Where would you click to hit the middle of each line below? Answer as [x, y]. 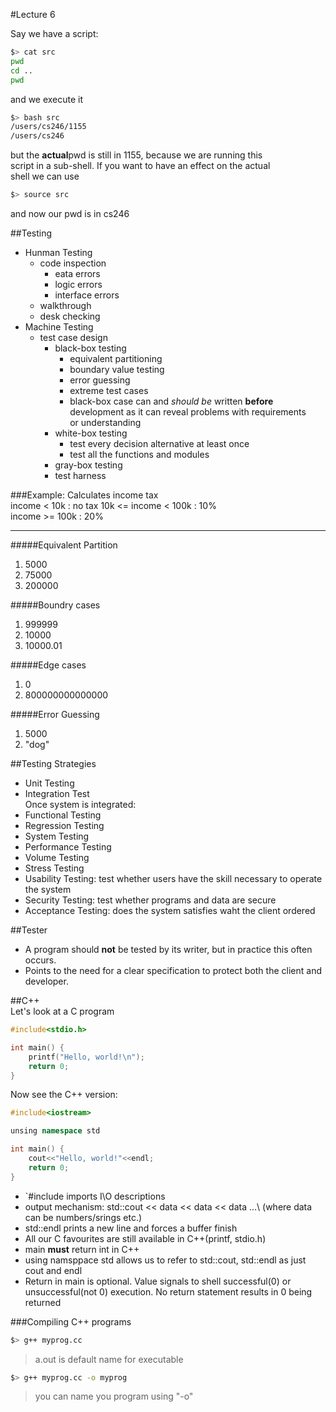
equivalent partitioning [116, 358]
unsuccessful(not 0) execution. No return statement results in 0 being [168, 1291]
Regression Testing [64, 825]
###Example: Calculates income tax [84, 495]
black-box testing [90, 348]
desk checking [70, 316]
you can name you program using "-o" [114, 1396]
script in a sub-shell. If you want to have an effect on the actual [140, 166]
